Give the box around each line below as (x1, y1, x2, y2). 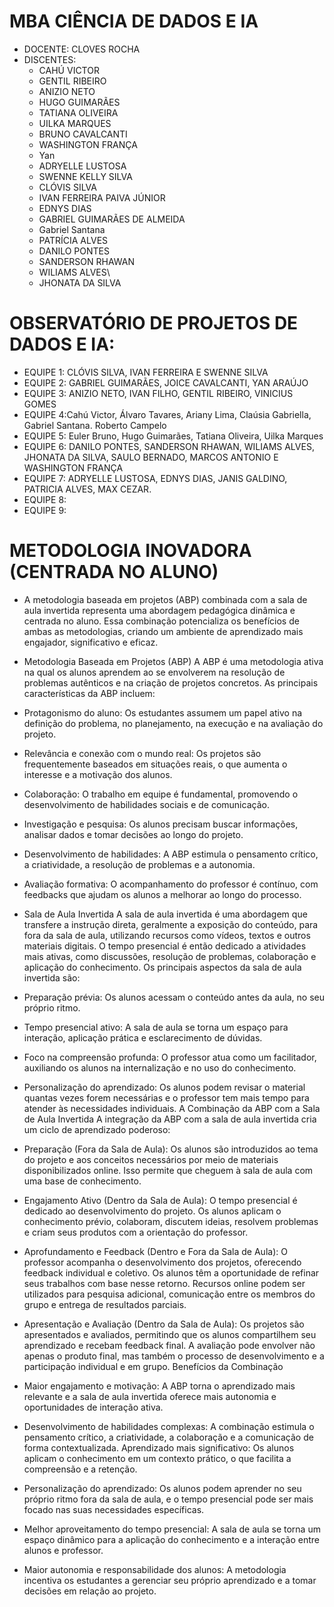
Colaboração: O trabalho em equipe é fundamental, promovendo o (23, 788, 299, 800)
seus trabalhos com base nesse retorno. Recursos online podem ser (23, 1277, 306, 1289)
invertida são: (23, 971, 81, 984)
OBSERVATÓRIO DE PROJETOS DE (9, 312, 299, 335)
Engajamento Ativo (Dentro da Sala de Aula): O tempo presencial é (23, 1194, 298, 1206)
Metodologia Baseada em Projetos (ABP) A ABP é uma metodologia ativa (23, 655, 324, 667)
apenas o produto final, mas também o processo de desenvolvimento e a (23, 1350, 325, 1362)
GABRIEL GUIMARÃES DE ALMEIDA (38, 213, 186, 225)
